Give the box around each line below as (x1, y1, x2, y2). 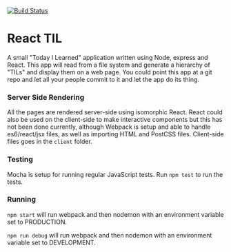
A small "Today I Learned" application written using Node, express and (7, 53, 208, 61)
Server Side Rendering (7, 92, 85, 102)
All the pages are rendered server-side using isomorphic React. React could (7, 108, 223, 116)
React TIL (7, 31, 62, 46)
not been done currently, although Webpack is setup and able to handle (7, 123, 211, 131)
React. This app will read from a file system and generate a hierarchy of (7, 61, 210, 69)
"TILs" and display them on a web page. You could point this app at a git (7, 67, 212, 76)
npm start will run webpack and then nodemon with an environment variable (7, 210, 224, 218)
